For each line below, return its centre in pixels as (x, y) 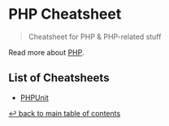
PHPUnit (34, 98)
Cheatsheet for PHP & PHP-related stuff (95, 37)
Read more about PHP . (46, 52)
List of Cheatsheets (59, 78)
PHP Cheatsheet (65, 14)
